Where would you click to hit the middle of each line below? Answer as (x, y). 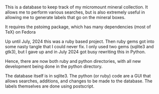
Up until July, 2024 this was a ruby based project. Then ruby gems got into (80, 41)
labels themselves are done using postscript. (50, 86)
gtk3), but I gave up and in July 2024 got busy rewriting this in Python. (76, 52)
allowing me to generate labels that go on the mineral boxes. (65, 17)
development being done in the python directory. (54, 66)
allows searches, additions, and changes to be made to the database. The (79, 81)
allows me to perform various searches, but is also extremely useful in (75, 12)
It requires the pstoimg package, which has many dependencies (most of (78, 27)
